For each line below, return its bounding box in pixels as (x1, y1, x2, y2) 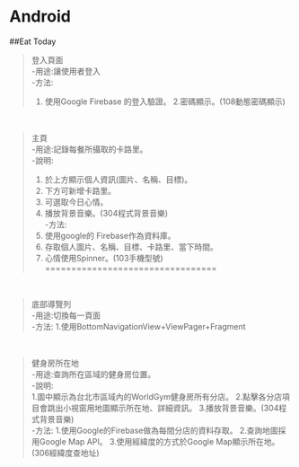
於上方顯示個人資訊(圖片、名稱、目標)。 (44, 173, 193, 185)
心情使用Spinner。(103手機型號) (44, 252, 163, 263)
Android (9, 6, 72, 27)
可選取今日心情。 (44, 196, 109, 207)
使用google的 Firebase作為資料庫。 (44, 230, 177, 241)
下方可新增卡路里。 (44, 185, 117, 196)
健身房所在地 (31, 357, 79, 368)
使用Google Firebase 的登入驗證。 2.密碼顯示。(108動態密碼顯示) (44, 96, 286, 107)
